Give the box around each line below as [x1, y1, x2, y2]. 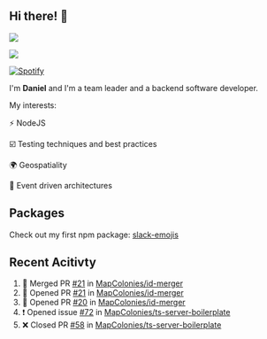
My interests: [9, 99, 57, 111]
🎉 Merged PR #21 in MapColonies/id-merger [21, 278, 184, 289]
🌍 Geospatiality [9, 159, 68, 170]
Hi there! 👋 [9, 9, 69, 24]
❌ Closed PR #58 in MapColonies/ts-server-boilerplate [21, 320, 222, 330]
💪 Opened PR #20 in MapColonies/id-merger [21, 297, 186, 308]
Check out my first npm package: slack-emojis [9, 229, 179, 240]
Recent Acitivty [9, 255, 97, 270]
